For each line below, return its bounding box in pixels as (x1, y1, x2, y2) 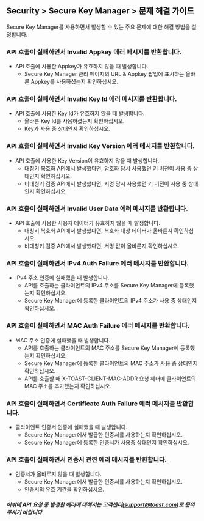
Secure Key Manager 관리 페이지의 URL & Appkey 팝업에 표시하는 (24, 70, 185, 78)
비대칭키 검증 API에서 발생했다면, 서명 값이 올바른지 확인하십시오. (24, 242, 180, 249)
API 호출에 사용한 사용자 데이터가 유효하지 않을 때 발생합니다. (15, 220, 160, 226)
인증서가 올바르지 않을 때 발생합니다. (15, 470, 102, 478)
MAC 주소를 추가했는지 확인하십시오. (24, 382, 111, 390)
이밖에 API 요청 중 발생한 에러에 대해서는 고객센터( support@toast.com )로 (6, 501, 184, 508)
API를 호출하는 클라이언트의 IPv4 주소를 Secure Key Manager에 (24, 282, 178, 289)
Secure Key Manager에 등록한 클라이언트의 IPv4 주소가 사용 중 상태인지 (24, 297, 197, 305)
